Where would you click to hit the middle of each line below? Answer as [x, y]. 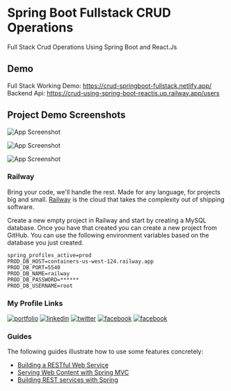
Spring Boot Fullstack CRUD [89, 13]
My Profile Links [35, 303]
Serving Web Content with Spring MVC [73, 373]
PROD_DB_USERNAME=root [40, 286]
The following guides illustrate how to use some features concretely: [105, 352]
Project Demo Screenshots [66, 115]
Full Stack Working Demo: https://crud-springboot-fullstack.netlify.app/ [110, 86]
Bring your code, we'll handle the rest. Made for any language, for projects [114, 192]
